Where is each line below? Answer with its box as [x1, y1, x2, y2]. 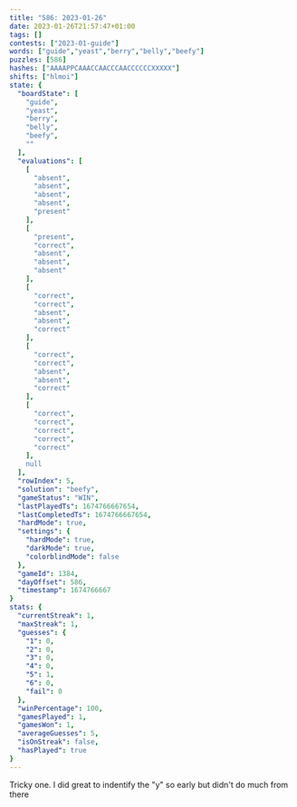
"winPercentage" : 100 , [17, 704, 103, 713]
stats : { [9, 603, 43, 612]
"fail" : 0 [25, 687, 63, 696]
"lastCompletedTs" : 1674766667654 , [17, 510, 152, 519]
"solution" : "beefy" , [17, 485, 100, 494]
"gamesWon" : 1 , [17, 721, 75, 730]
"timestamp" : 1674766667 [17, 586, 111, 595]
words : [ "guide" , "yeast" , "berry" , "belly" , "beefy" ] [9, 47, 205, 56]
